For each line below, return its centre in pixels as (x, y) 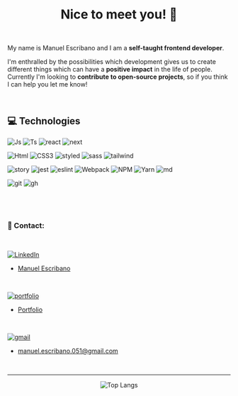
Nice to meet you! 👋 (119, 15)
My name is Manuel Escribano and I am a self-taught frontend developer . (116, 48)
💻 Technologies (44, 121)
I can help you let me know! (47, 84)
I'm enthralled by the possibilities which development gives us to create (112, 61)
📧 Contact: (26, 226)
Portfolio (30, 310)
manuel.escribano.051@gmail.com (68, 351)
